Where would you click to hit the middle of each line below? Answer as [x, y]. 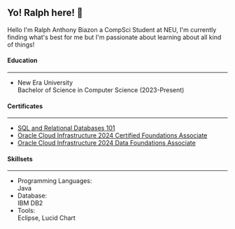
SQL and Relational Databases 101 [66, 128]
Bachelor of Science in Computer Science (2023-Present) [101, 90]
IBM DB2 [30, 203]
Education [22, 61]
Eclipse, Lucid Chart [46, 218]
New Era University [45, 83]
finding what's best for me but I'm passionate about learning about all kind [114, 37]
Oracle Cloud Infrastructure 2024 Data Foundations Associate [106, 143]
